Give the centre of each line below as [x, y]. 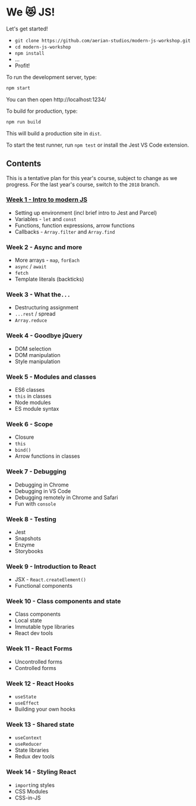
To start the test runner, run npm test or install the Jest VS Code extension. [98, 145]
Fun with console [35, 504]
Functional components [44, 586]
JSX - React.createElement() [50, 579]
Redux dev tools [34, 757]
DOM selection [33, 349]
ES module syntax [37, 408]
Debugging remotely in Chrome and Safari [67, 497]
